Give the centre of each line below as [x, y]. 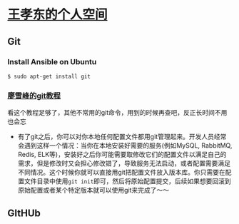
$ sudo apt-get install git [49, 76]
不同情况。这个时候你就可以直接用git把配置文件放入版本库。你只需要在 [122, 173]
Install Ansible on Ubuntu [52, 61]
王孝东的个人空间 [58, 15]
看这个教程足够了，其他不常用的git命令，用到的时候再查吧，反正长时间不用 [117, 113]
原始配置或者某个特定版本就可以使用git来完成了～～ [93, 190]
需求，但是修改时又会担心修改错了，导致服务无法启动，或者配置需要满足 [124, 163]
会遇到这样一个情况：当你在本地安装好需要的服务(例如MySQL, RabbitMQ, [125, 146]
